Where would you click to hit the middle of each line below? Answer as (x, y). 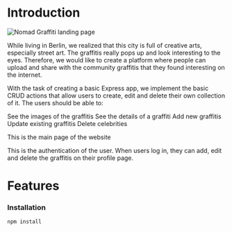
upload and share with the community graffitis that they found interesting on (116, 67)
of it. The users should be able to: (56, 102)
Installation (27, 208)
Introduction (44, 13)
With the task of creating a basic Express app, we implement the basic (108, 88)
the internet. (25, 75)
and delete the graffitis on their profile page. (71, 158)
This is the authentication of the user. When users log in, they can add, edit (115, 150)
